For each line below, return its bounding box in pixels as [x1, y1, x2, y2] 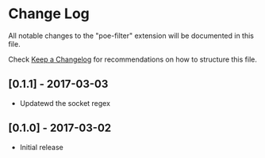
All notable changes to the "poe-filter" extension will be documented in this [8, 31, 254, 40]
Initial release [19, 142, 63, 152]
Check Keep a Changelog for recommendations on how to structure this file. [8, 55, 258, 64]
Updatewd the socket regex [19, 98, 111, 107]
